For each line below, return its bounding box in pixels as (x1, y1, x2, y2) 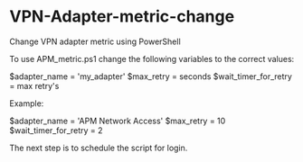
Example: (9, 97, 44, 109)
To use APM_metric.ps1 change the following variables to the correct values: (9, 53, 295, 64)
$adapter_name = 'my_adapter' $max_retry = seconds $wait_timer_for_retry (9, 70, 292, 82)
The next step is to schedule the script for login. (9, 142, 188, 153)
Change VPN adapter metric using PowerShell (9, 36, 181, 47)
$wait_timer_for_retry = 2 (9, 124, 103, 136)
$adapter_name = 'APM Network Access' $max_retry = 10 (9, 115, 226, 126)
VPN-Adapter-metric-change (9, 6, 235, 27)
